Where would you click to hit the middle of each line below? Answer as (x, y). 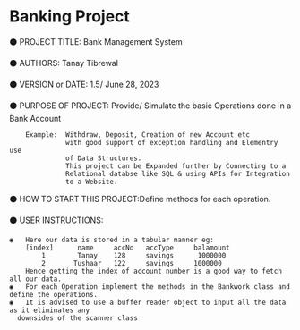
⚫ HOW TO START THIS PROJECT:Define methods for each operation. (140, 199)
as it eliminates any (50, 310)
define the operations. (54, 294)
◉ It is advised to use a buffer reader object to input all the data (148, 302)
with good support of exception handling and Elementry (172, 142)
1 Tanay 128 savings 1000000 (134, 255)
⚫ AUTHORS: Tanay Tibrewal (64, 63)
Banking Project (69, 17)
